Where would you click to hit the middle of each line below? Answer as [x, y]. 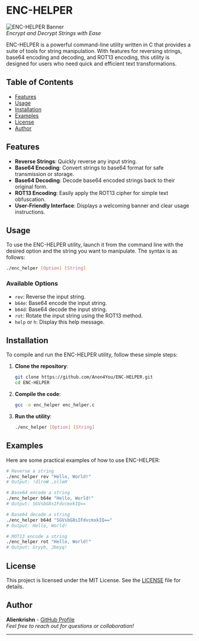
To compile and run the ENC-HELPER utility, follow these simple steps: [92, 355]
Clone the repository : [41, 366]
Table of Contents [40, 82]
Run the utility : [33, 416]
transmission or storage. [44, 174]
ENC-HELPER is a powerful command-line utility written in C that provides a [99, 45]
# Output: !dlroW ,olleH [37, 482]
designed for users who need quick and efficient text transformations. [92, 64]
